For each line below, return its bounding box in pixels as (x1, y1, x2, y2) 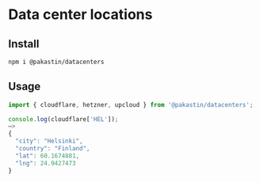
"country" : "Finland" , (15, 145, 90, 153)
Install (8, 37, 40, 51)
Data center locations (8, 6, 153, 24)
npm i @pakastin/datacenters (8, 58, 105, 66)
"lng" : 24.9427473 (15, 159, 77, 167)
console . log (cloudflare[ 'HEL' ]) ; (8, 115, 119, 123)
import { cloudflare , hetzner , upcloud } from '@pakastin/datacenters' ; (8, 100, 254, 108)
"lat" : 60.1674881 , (15, 152, 80, 160)
